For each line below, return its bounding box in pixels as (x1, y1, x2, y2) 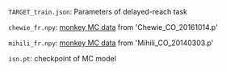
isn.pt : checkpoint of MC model (8, 54, 117, 63)
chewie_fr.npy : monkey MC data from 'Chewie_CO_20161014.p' (8, 23, 218, 31)
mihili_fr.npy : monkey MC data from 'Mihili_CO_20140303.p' (8, 38, 214, 48)
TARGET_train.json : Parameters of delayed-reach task (8, 7, 188, 16)
